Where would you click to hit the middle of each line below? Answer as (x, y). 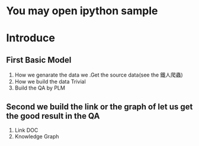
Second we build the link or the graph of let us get (99, 107)
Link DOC (26, 130)
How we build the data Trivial (50, 82)
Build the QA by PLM (40, 88)
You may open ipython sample (82, 11)
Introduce (31, 38)
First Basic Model (39, 60)
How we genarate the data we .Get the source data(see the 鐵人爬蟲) (99, 75)
